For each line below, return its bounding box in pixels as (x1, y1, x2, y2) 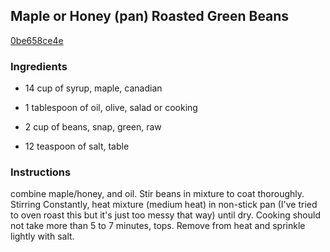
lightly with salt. (10, 230, 75, 243)
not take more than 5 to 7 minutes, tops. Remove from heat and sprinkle (10, 220, 306, 232)
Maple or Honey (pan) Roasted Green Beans (10, 8, 290, 25)
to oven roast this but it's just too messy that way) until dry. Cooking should (10, 209, 321, 221)
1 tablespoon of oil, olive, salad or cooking (24, 102, 198, 114)
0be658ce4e (10, 34, 64, 46)
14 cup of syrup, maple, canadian (24, 82, 163, 94)
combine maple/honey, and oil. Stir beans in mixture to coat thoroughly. (10, 188, 305, 200)
